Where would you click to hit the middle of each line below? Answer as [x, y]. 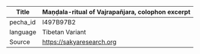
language [23, 32]
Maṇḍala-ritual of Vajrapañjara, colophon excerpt [116, 12]
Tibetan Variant [64, 32]
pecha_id [23, 22]
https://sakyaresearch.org [79, 42]
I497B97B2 [59, 22]
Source [20, 42]
